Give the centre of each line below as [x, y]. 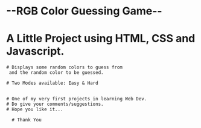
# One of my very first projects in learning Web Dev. [77, 99]
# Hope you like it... [35, 109]
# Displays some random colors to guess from [64, 67]
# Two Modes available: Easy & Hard [52, 83]
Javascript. [35, 51]
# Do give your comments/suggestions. [55, 104]
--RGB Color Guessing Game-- [84, 11]
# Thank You [27, 120]
